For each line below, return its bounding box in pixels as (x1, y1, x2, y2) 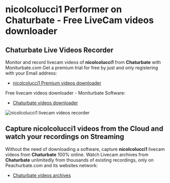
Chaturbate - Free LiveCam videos (5, 14, 154, 26)
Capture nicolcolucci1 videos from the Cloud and (5, 124, 163, 133)
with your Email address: (5, 70, 57, 76)
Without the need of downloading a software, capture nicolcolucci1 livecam (5, 146, 165, 152)
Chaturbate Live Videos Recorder (5, 45, 114, 54)
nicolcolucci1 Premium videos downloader (12, 80, 102, 86)
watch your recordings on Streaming (5, 132, 124, 141)
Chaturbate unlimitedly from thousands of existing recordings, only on (5, 157, 154, 163)
